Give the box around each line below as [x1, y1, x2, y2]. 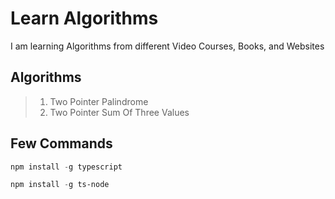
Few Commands [10, 135, 113, 152]
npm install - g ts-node [10, 180, 110, 190]
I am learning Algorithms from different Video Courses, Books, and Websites [10, 40, 325, 52]
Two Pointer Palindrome [49, 95, 149, 107]
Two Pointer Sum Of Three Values [49, 106, 190, 118]
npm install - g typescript [10, 162, 123, 172]
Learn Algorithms [10, 7, 159, 30]
